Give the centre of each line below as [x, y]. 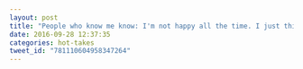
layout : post [34, 17]
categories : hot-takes [52, 43]
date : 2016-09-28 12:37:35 [60, 34]
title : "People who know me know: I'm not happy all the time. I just [145, 26]
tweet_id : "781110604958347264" [70, 51]
